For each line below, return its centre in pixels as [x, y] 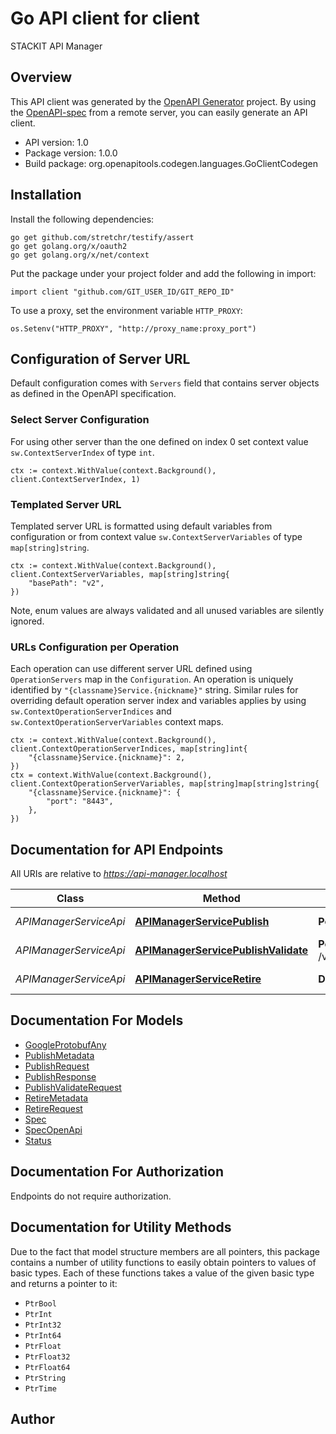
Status [38, 1140]
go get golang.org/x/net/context [80, 255]
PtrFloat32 [47, 1357]
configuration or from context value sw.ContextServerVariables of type [156, 536]
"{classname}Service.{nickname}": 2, [107, 758]
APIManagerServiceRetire [198, 979]
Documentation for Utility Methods [121, 1227]
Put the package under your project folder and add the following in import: [163, 273]
